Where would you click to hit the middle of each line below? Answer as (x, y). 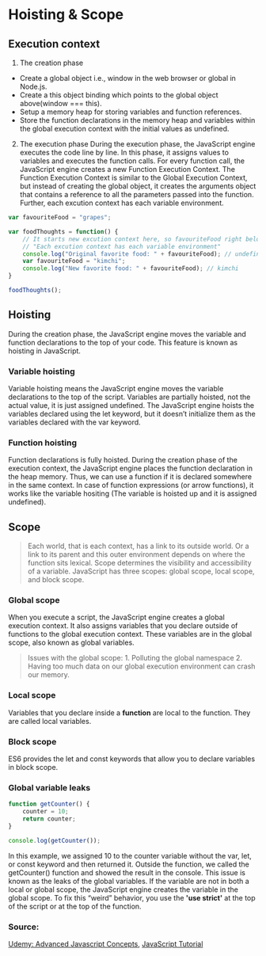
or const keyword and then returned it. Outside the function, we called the (129, 864)
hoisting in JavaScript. (45, 351)
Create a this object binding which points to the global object (119, 95)
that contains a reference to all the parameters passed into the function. (137, 194)
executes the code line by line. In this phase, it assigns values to (124, 152)
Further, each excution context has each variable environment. (122, 203)
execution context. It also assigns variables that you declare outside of (123, 626)
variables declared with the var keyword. (74, 422)
